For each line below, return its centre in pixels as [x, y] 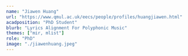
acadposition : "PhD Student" [42, 22]
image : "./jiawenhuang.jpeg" [42, 44]
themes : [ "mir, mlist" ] [35, 33]
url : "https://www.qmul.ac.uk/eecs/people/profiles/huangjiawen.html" [94, 17]
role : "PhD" [21, 38]
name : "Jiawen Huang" [33, 11]
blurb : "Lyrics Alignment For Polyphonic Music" [67, 28]
